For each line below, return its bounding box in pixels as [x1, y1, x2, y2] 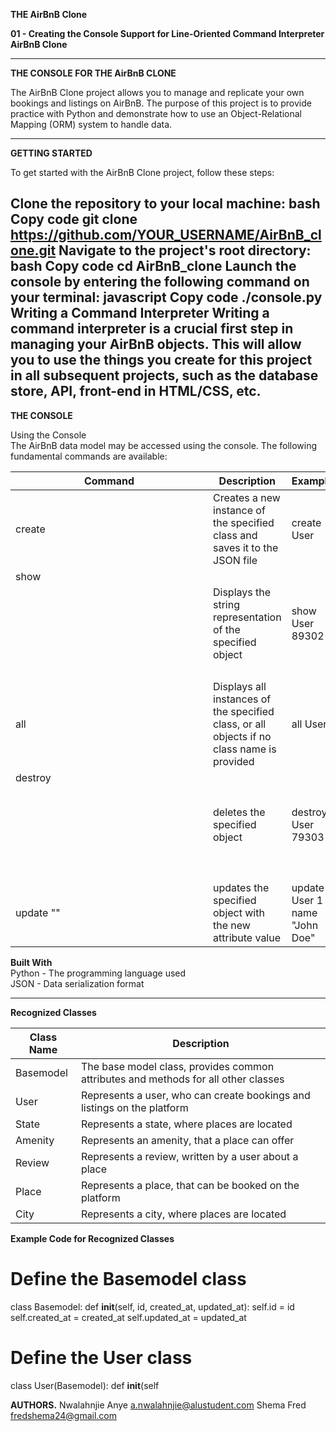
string [213, 597, 240, 611]
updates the [213, 880, 270, 894]
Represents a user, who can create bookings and [80, 1088, 311, 1102]
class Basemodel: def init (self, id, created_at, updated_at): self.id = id [10, 1300, 295, 1313]
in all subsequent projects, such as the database [10, 367, 319, 384]
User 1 [291, 893, 324, 907]
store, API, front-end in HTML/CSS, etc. [10, 383, 262, 400]
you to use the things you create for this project [10, 352, 313, 369]
